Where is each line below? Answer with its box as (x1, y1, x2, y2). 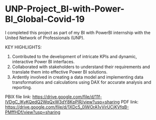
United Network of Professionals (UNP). (5, 35, 85, 41)
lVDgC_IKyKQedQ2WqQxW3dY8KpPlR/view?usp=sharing (5, 99, 120, 105)
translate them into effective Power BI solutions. (12, 69, 108, 75)
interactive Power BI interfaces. (12, 59, 75, 64)
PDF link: (121, 99, 139, 105)
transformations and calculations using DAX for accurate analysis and (12, 79, 152, 85)
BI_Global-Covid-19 (5, 14, 85, 25)
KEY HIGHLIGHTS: (5, 44, 42, 50)
